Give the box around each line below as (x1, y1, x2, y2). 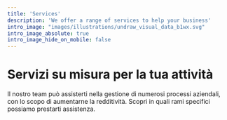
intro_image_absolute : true (7, 29, 90, 37)
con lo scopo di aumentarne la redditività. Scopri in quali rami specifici (7, 98, 210, 106)
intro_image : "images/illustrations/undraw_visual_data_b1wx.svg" (7, 23, 205, 30)
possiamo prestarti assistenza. (7, 105, 96, 113)
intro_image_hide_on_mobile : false (7, 36, 111, 44)
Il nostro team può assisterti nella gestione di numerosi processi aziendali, (7, 90, 221, 98)
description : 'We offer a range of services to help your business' (7, 17, 212, 24)
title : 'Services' (7, 10, 61, 18)
